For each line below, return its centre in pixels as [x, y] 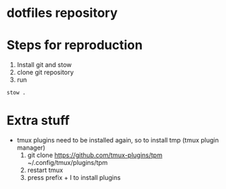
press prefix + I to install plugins [74, 178]
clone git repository [45, 73]
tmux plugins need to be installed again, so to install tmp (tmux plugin [118, 140]
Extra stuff [38, 121]
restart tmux [45, 170]
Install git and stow [44, 65]
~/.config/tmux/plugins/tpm [67, 163]
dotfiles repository [62, 13]
